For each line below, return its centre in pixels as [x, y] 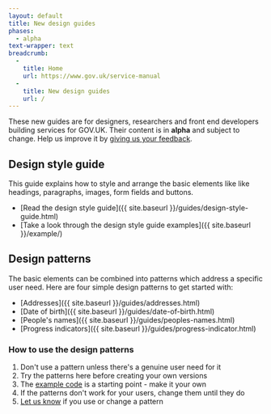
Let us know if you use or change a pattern [91, 402]
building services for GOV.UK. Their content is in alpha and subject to [124, 130]
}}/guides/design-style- [209, 208]
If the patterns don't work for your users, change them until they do [132, 393]
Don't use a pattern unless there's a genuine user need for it [121, 367]
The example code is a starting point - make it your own [113, 384]
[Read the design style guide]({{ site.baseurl [94, 208]
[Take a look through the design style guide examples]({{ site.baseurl [135, 225]
